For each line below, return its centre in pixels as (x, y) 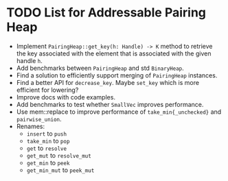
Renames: (31, 126)
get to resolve (46, 148)
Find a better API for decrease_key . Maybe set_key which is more (108, 82)
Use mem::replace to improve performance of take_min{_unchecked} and (119, 112)
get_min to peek (48, 162)
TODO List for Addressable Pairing (106, 13)
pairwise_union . (39, 119)
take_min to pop (48, 141)
